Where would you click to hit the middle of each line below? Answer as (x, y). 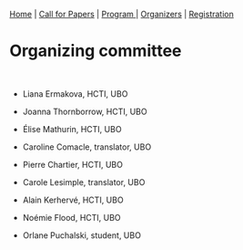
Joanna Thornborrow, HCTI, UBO (85, 111)
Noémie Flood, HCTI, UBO (71, 217)
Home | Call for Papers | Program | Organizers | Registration (121, 14)
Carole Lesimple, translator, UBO (84, 182)
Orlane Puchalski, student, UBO (81, 235)
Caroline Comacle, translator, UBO (87, 147)
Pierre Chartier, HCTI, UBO (72, 164)
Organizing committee (96, 51)
